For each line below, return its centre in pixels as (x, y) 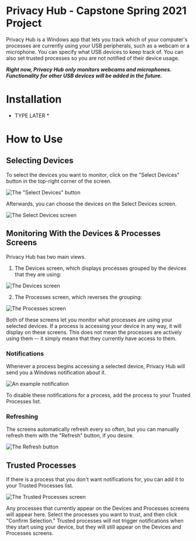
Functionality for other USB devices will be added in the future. (84, 76)
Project (24, 23)
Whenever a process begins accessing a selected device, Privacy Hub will (96, 366)
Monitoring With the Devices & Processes (83, 233)
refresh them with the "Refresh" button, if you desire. (70, 436)
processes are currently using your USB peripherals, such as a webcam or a (98, 46)
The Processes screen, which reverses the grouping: (78, 297)
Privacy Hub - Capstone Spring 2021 (97, 11)
